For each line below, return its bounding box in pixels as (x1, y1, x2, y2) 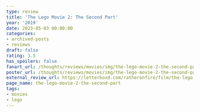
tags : (6, 86, 20, 92)
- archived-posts (6, 36, 49, 42)
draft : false (6, 47, 39, 53)
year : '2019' (6, 20, 39, 25)
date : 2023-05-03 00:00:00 (6, 25, 73, 31)
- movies (6, 91, 28, 97)
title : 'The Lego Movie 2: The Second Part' (6, 14, 118, 20)
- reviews (6, 42, 31, 48)
